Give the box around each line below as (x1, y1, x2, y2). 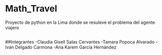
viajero (5, 24, 19, 30)
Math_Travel (5, 3, 57, 14)
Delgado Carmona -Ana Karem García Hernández (14, 44, 117, 50)
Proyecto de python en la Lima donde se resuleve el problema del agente (5, 19, 156, 25)
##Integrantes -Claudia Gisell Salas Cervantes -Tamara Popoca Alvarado (5, 39, 155, 45)
